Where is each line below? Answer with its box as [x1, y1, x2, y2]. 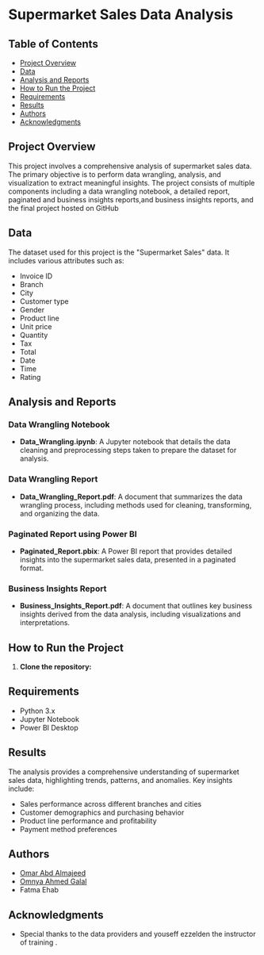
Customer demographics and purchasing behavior [19, 807, 185, 817]
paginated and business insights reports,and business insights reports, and [8, 194, 254, 204]
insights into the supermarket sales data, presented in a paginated [19, 554, 236, 564]
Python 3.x [19, 706, 55, 715]
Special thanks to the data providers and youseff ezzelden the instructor [19, 930, 256, 939]
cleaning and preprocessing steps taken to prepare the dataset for [19, 446, 237, 455]
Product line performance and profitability [19, 815, 157, 826]
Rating [19, 372, 41, 382]
